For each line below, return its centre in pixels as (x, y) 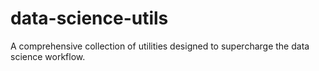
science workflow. (48, 56)
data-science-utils (89, 18)
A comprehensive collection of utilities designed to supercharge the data (160, 46)
